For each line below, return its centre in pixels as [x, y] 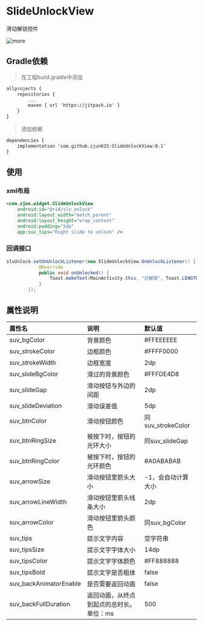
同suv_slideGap [166, 441]
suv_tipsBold [27, 572]
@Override [51, 267]
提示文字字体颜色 [111, 561]
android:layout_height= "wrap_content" [66, 220]
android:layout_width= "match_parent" [65, 215]
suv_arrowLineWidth [38, 502]
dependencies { [25, 140]
